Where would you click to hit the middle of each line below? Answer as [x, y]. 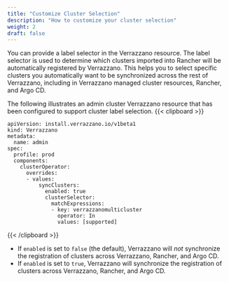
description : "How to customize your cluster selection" [92, 20]
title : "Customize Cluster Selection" [64, 14]
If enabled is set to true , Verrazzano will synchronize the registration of [120, 264]
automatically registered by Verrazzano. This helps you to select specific [112, 68]
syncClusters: [59, 185]
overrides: [42, 173]
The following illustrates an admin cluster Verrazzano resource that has [110, 104]
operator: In [76, 216]
